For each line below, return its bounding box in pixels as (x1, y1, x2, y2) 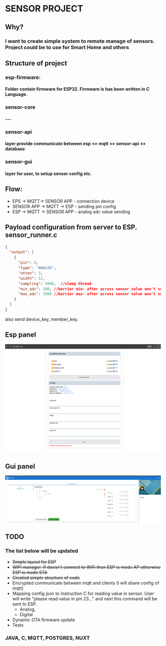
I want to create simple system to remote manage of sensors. (5, 38, 155, 45)
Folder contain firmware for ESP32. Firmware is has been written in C (5, 86, 150, 92)
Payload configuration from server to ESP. (5, 223, 137, 232)
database (5, 146, 25, 152)
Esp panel (5, 331, 36, 339)
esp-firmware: (5, 74, 41, 81)
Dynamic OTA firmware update (12, 617, 75, 623)
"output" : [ (9, 250, 35, 255)
